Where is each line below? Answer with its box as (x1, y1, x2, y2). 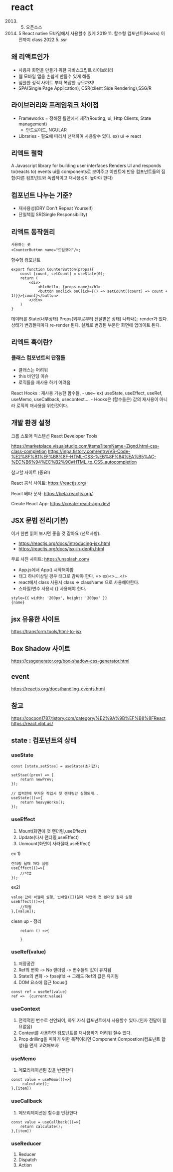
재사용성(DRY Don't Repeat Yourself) (18, 205, 93, 212)
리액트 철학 (11, 149, 43, 157)
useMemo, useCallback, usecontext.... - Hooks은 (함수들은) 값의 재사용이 (11, 396, 159, 402)
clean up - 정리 (11, 918, 42, 924)
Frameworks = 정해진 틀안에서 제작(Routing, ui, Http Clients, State (18, 115, 152, 121)
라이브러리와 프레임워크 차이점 (11, 101, 99, 109)
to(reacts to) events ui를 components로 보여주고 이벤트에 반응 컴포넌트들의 (11, 168, 161, 174)
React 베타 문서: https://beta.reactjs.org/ (11, 490, 93, 496)
